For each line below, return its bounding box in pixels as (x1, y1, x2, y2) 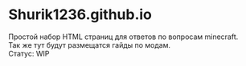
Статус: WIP (8, 49, 50, 58)
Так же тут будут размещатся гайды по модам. (8, 40, 171, 49)
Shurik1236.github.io (8, 6, 153, 24)
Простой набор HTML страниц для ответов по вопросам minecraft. (8, 32, 239, 41)
